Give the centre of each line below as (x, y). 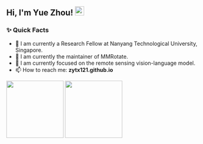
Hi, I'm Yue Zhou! (40, 13)
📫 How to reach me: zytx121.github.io (64, 70)
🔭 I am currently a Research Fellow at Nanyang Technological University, (106, 43)
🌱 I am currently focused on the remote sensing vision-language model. (105, 63)
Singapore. (29, 50)
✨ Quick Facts (28, 30)
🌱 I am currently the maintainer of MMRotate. (72, 56)
